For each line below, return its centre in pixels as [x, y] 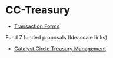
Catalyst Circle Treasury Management [60, 48]
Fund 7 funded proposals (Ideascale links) [56, 37]
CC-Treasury [38, 10]
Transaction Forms [37, 26]
